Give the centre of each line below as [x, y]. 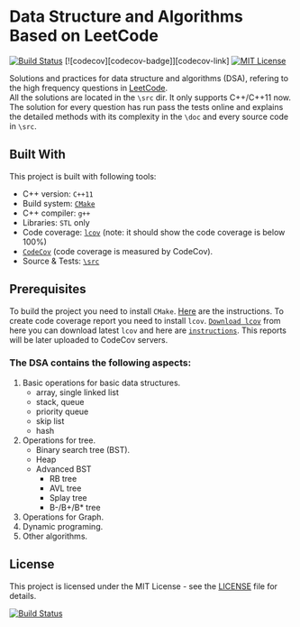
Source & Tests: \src [61, 261]
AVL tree [65, 488]
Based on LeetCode [84, 36]
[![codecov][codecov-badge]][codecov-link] [147, 60]
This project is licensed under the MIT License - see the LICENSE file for [143, 586]
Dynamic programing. [63, 526]
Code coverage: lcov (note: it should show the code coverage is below [154, 232]
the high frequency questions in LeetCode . [89, 88]
